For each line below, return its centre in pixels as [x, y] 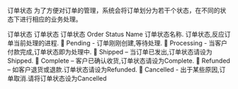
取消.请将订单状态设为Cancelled [60, 78]
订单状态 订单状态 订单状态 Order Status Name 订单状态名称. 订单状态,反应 [116, 34]
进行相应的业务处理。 [51, 19]
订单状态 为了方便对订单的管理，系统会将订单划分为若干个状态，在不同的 [114, 10]
